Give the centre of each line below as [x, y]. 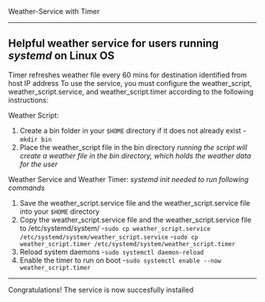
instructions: [28, 100]
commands [26, 188]
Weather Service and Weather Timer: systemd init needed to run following [129, 179]
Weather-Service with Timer [54, 11]
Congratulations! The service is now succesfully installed [101, 289]
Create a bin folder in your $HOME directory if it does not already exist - [133, 130]
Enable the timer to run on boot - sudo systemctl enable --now [120, 260]
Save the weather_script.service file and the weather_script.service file [135, 203]
